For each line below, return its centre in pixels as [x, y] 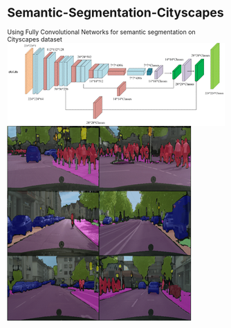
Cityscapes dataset [35, 39]
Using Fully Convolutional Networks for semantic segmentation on [101, 32]
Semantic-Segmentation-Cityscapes [115, 13]
